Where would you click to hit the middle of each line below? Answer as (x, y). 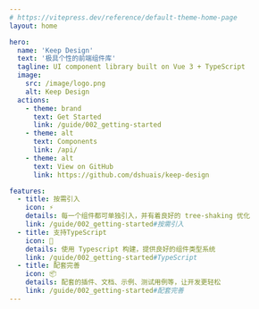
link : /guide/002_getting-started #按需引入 (105, 224)
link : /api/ (55, 150)
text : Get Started (67, 117)
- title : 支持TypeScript (62, 232)
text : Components (65, 142)
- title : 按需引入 (49, 199)
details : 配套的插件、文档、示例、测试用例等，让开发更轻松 (123, 282)
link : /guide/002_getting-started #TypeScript (112, 257)
